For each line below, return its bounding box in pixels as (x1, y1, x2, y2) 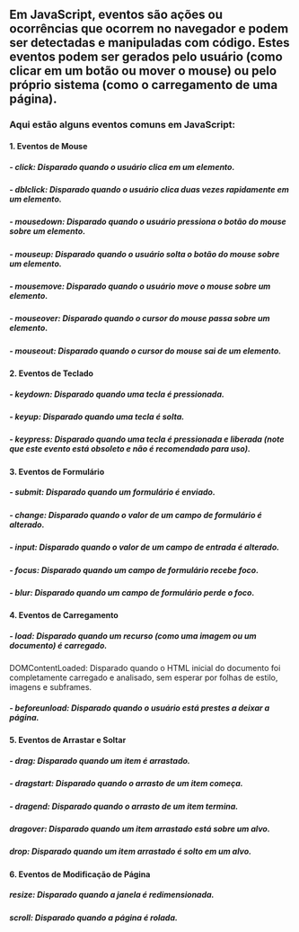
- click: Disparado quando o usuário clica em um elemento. (9, 161, 235, 172)
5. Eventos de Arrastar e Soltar (9, 735, 127, 746)
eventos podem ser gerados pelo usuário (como (9, 49, 283, 65)
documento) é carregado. (9, 640, 108, 650)
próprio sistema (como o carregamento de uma (9, 77, 278, 93)
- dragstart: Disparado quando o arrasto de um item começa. (9, 778, 244, 789)
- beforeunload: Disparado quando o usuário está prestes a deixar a (9, 702, 270, 713)
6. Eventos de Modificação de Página (9, 868, 151, 880)
